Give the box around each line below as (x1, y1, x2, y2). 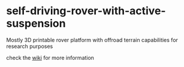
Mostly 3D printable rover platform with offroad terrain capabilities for (6, 36, 179, 43)
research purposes (6, 43, 53, 50)
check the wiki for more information (6, 54, 95, 61)
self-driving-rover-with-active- (6, 4, 166, 18)
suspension (6, 17, 66, 30)
